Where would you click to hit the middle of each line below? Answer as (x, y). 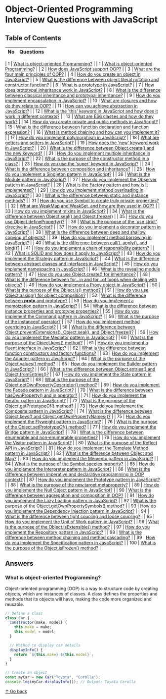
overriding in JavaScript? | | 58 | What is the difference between (70, 327)
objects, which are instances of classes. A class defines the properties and (82, 593)
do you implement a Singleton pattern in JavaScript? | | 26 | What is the (78, 174)
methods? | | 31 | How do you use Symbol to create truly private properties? (82, 201)
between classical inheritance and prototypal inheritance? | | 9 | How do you (83, 95)
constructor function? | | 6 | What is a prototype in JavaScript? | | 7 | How (80, 85)
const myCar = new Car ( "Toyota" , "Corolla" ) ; (53, 677)
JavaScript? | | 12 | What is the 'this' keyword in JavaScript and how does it (82, 111)
